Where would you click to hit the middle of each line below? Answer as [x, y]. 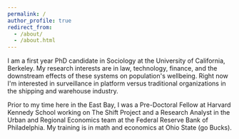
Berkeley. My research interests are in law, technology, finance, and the [112, 68]
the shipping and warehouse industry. [63, 91]
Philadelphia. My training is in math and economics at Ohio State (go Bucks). [119, 128]
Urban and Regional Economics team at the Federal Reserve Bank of [108, 120]
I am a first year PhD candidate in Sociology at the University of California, [117, 61]
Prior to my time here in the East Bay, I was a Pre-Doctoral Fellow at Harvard [119, 105]
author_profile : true [40, 21]
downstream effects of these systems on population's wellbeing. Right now [118, 76]
